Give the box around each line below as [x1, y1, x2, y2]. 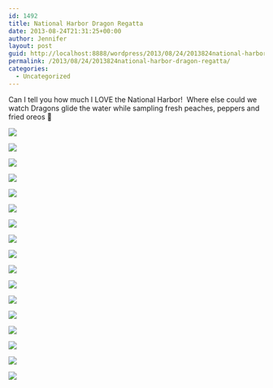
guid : [8, 50, 27, 58]
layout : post [8, 42, 53, 50]
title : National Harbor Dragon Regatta [8, 19, 144, 28]
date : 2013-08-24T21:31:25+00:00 [8, 27, 122, 35]
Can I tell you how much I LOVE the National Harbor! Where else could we [8, 94, 258, 104]
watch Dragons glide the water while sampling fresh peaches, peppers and [8, 103, 260, 113]
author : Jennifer [8, 34, 67, 43]
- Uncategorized [15, 72, 71, 80]
